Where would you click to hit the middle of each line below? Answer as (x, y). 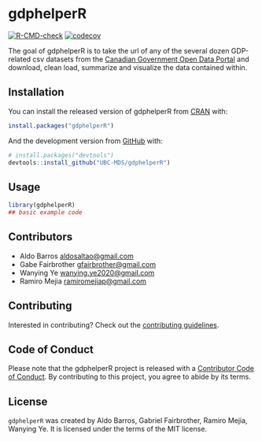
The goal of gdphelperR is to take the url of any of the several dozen (119, 50)
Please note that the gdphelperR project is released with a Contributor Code (131, 369)
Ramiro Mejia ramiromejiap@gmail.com (83, 281)
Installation (36, 93)
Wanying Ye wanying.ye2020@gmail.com (87, 272)
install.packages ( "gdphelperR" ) (61, 126)
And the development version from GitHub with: (85, 141)
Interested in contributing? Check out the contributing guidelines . (114, 324)
